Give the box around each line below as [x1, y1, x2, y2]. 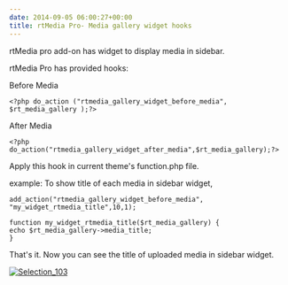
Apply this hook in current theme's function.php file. [9, 160, 199, 171]
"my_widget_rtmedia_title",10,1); [9, 203, 137, 212]
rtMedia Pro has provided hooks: [9, 63, 128, 73]
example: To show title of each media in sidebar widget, [9, 178, 213, 189]
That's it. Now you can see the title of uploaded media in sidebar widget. [9, 249, 275, 259]
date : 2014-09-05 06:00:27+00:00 [9, 12, 133, 22]
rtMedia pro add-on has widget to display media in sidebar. [9, 45, 225, 56]
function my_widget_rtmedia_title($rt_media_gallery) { [9, 218, 220, 227]
